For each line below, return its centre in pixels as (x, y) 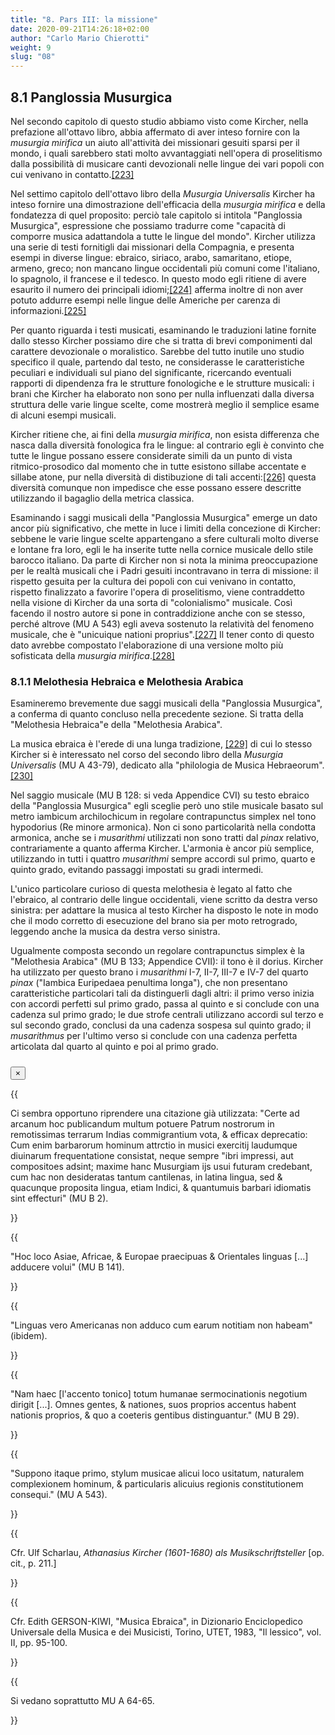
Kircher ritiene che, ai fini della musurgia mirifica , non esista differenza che (165, 434)
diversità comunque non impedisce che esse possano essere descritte (156, 487)
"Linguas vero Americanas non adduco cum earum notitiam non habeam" (161, 1325)
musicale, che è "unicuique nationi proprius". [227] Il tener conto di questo (162, 634)
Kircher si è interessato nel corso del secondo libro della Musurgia (147, 755)
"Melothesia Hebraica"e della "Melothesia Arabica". (116, 725)
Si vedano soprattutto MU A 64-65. (82, 1700)
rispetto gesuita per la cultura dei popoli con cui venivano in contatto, (153, 581)
